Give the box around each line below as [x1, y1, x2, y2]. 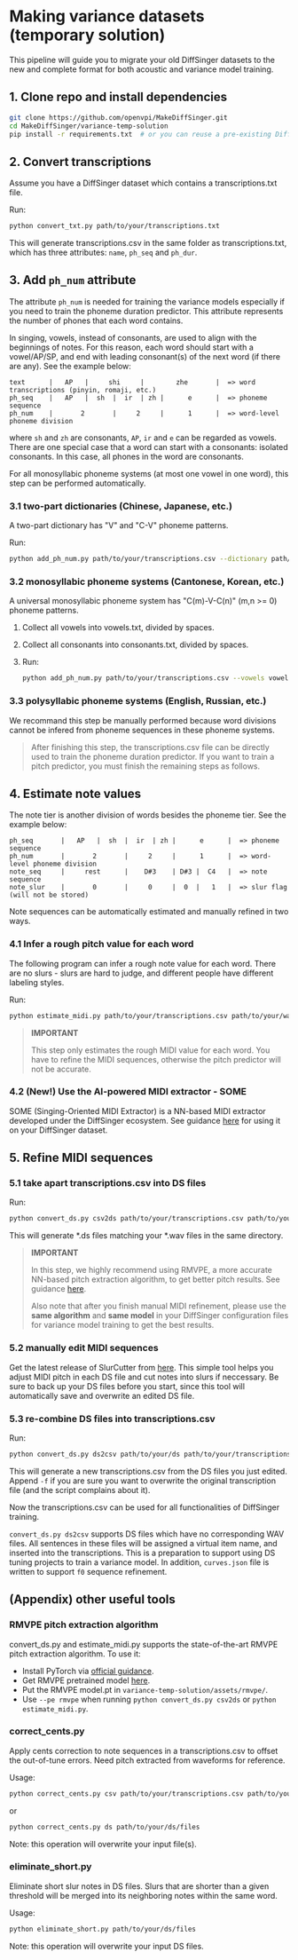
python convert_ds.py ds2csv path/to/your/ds [9, 1450, 180, 1458]
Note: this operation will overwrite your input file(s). [9, 1838, 197, 1849]
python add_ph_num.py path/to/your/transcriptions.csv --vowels [21, 674, 265, 683]
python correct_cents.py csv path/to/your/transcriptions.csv [9, 1789, 244, 1798]
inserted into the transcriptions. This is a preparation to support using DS [9, 1547, 276, 1558]
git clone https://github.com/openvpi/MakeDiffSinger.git [9, 113, 228, 122]
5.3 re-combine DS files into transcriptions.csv [9, 1412, 216, 1425]
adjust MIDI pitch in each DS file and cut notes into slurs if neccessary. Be [9, 1371, 279, 1382]
